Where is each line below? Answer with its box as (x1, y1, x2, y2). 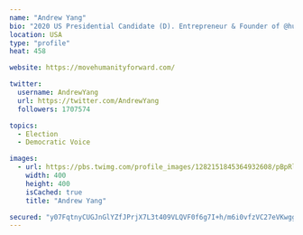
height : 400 (25, 179, 70, 188)
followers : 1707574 (17, 105, 91, 114)
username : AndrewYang (17, 88, 99, 97)
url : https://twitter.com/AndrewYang (17, 96, 160, 105)
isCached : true (25, 187, 83, 197)
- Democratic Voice (17, 137, 91, 147)
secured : (9, 212, 42, 221)
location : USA (9, 30, 63, 39)
